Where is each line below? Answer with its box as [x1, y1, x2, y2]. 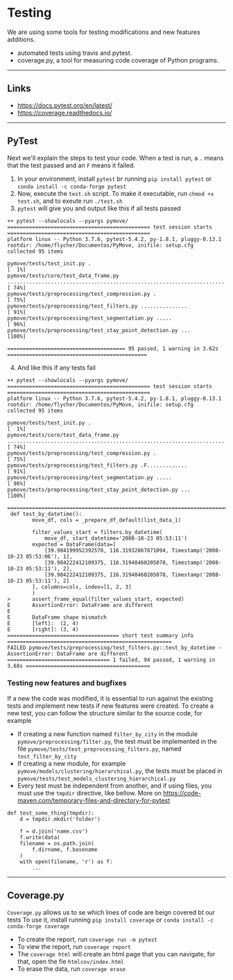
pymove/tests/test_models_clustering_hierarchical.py [17, 775, 176, 782]
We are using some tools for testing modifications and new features [7, 28, 201, 36]
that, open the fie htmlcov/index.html [17, 957, 124, 965]
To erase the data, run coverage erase [17, 964, 126, 973]
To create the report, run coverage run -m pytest [17, 935, 158, 943]
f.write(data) [19, 833, 60, 841]
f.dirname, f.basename [32, 846, 98, 853]
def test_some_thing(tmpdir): [7, 809, 95, 817]
